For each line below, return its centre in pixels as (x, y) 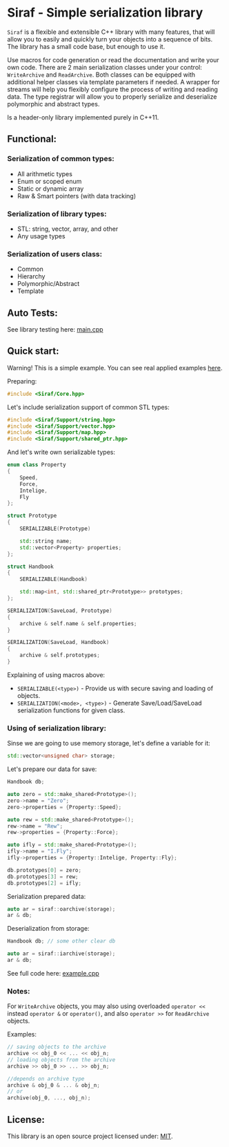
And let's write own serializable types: (61, 452)
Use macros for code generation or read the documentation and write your (113, 59)
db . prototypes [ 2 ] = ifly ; (44, 883)
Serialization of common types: (61, 159)
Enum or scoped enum (49, 181)
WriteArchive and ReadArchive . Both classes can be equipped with (101, 75)
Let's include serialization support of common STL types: (89, 407)
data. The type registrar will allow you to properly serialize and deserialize (112, 96)
